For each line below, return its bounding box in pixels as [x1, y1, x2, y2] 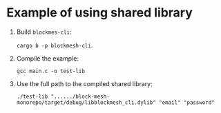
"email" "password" [159, 99, 215, 106]
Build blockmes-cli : [16, 28, 72, 36]
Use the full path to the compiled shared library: [16, 79, 153, 88]
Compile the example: [16, 54, 79, 63]
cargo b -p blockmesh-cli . [16, 41, 93, 49]
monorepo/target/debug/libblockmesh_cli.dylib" [16, 99, 156, 106]
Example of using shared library [6, 5, 193, 21]
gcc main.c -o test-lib [16, 68, 86, 74]
